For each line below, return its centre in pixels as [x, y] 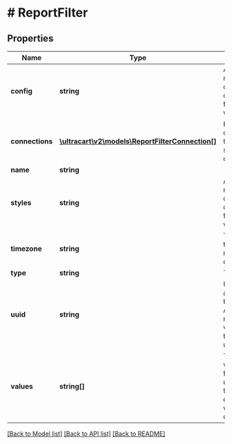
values [22, 386]
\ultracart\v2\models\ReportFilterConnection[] [138, 141]
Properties [30, 38]
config [22, 91]
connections [32, 141]
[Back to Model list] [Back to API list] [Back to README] [86, 434]
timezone [27, 249]
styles [21, 203]
